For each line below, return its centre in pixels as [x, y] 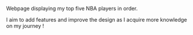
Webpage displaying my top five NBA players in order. [72, 8]
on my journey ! [25, 26]
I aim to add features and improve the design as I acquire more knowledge [97, 20]
